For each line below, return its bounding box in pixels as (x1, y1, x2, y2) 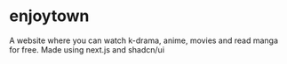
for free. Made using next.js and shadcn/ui (9, 44, 165, 54)
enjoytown (9, 6, 90, 26)
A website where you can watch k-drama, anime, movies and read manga (9, 35, 278, 46)
